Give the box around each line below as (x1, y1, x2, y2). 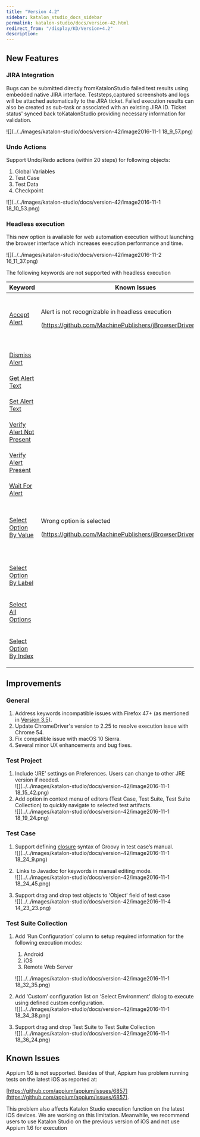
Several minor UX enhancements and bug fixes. (14, 741, 132, 749)
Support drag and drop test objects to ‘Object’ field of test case (14, 891, 171, 899)
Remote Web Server (23, 963, 73, 970)
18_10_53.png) (6, 205, 40, 212)
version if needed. (14, 776, 60, 783)
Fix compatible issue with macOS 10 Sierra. (14, 735, 121, 743)
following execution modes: (14, 939, 83, 946)
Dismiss (9, 351, 32, 359)
